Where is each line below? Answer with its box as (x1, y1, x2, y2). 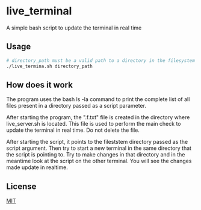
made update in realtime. (6, 164, 68, 171)
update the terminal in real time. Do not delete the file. (6, 126, 140, 134)
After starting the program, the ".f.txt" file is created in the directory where (6, 114, 190, 121)
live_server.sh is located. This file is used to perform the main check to (6, 120, 181, 128)
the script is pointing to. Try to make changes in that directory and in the (6, 151, 185, 158)
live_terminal (6, 4, 72, 18)
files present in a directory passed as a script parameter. (6, 102, 146, 110)
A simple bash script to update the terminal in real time (6, 24, 142, 31)
